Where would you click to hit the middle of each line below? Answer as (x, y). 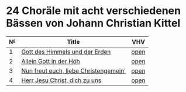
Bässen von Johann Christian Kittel (93, 23)
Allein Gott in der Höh (51, 61)
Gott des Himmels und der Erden (66, 52)
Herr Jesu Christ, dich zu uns (61, 80)
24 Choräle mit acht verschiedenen (94, 11)
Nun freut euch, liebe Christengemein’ (73, 70)
